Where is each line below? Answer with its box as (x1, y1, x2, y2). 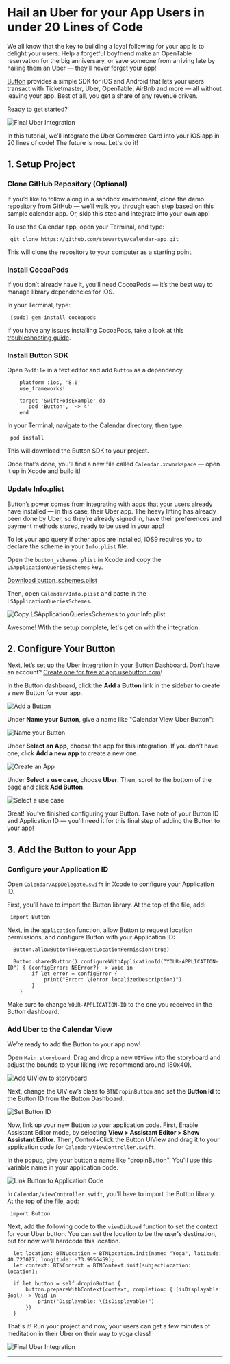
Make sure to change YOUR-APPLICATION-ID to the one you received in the (7, 1000, 212, 1009)
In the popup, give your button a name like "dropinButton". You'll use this (7, 1156, 212, 1165)
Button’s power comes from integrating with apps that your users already (7, 500, 213, 508)
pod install (10, 435, 44, 442)
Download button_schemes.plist (7, 576, 98, 584)
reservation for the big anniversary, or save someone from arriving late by (7, 56, 216, 64)
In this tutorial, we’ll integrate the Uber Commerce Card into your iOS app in (7, 131, 220, 140)
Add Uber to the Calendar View (7, 1024, 112, 1034)
